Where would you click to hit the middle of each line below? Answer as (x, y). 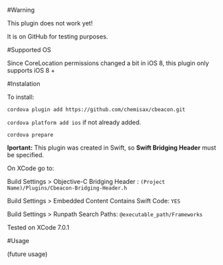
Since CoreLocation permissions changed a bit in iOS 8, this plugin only (108, 63)
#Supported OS (29, 50)
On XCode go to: (31, 168)
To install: (21, 97)
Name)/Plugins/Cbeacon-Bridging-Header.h (67, 188)
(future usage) (27, 254)
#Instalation (24, 84)
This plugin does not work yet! (50, 23)
